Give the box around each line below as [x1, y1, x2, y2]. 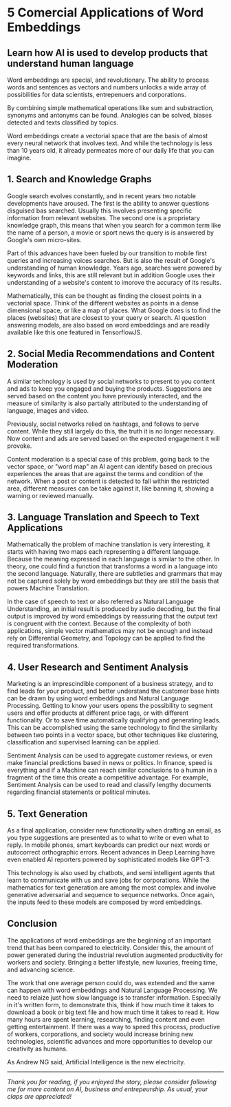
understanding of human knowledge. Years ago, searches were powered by [7, 264, 222, 272]
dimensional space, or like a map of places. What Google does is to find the [7, 306, 221, 314]
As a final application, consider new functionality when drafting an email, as [7, 826, 221, 835]
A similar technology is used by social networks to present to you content [7, 377, 215, 385]
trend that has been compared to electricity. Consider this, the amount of [7, 943, 214, 952]
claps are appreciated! [7, 1092, 72, 1100]
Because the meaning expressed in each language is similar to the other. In [7, 555, 220, 563]
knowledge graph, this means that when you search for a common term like [7, 221, 221, 229]
